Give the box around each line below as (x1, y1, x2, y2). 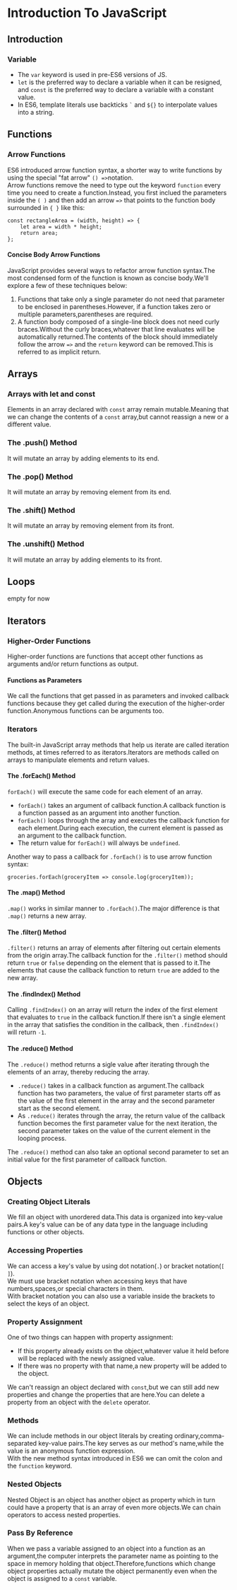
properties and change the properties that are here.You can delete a (7, 1390, 205, 1398)
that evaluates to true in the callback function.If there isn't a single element (7, 1013, 226, 1021)
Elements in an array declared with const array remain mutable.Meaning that (7, 405, 229, 414)
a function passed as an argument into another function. (17, 808, 181, 817)
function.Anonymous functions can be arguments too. (7, 707, 164, 715)
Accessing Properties (7, 1246, 83, 1255)
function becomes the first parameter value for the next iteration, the (17, 1119, 217, 1127)
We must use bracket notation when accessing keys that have (7, 1277, 188, 1285)
